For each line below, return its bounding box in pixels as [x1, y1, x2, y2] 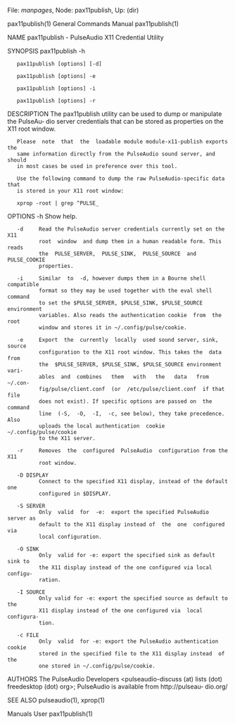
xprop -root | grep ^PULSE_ [16, 200, 99, 207]
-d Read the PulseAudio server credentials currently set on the [16, 226, 225, 233]
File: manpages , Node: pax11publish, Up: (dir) [7, 6, 139, 14]
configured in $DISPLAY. [38, 490, 112, 497]
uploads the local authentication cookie [38, 423, 165, 430]
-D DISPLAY [16, 472, 49, 479]
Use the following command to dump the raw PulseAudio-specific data [16, 175, 225, 182]
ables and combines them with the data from [38, 373, 210, 380]
